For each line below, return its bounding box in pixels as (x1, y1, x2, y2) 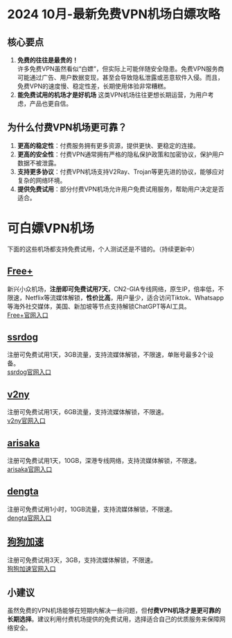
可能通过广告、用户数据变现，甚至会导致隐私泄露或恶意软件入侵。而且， (17, 74, 224, 81)
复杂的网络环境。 (17, 176, 66, 184)
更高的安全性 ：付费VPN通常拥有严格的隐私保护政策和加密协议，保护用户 (17, 150, 224, 158)
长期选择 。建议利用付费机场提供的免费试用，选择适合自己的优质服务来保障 (7, 615, 220, 623)
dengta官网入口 (7, 514, 52, 522)
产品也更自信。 (29, 99, 73, 108)
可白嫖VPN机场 (7, 220, 95, 236)
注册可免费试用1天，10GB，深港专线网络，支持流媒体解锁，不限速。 (7, 457, 201, 464)
